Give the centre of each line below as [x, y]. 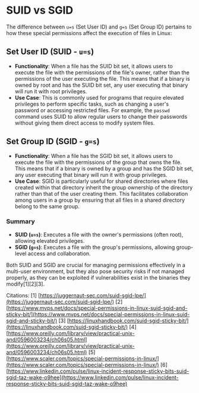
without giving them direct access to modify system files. [85, 123]
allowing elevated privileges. [50, 240]
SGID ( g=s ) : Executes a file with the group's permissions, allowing [95, 247]
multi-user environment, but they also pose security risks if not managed [95, 271]
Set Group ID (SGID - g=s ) [53, 142]
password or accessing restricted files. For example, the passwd [92, 110]
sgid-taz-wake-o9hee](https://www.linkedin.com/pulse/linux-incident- [93, 377]
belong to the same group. [47, 206]
